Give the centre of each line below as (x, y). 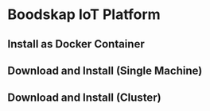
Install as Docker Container (76, 44)
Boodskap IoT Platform (84, 15)
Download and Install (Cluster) (84, 98)
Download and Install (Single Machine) (105, 70)
